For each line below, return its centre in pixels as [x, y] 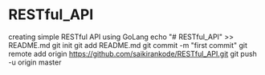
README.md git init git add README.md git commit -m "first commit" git [128, 45]
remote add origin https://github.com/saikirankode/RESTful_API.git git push [132, 53]
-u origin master [35, 62]
